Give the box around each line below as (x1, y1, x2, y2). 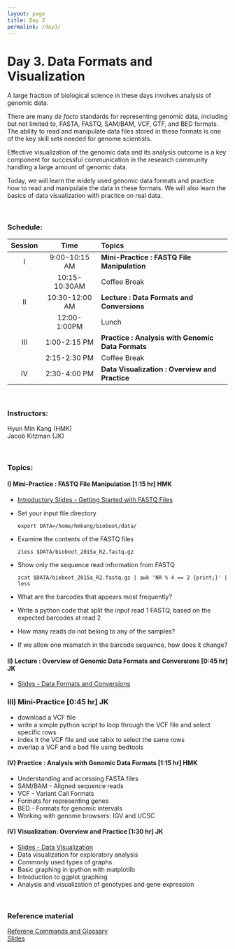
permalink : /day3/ (7, 23, 61, 30)
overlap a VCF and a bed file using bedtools (17, 743, 144, 751)
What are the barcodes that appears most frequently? (17, 592, 173, 601)
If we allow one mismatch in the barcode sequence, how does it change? (17, 641, 228, 649)
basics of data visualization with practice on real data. (7, 192, 163, 200)
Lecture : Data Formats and (101, 292, 194, 302)
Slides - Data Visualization (17, 843, 94, 851)
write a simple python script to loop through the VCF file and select (17, 720, 211, 729)
